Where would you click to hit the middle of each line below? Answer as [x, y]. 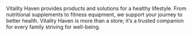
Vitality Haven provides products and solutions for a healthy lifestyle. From [96, 8]
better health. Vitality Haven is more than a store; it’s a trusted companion [95, 21]
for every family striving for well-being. [53, 27]
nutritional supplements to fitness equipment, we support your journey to [95, 15]
